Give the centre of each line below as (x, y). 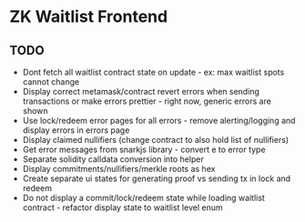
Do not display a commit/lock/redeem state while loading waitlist (144, 198)
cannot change (51, 82)
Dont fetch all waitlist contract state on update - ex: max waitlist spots (153, 72)
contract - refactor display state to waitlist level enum (122, 207)
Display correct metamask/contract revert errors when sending (141, 91)
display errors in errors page (76, 130)
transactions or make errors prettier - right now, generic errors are (147, 101)
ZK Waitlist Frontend (89, 17)
